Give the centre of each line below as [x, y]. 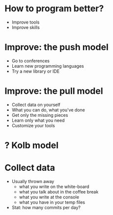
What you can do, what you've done [48, 110]
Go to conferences [30, 61]
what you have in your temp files [52, 202]
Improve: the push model [56, 47]
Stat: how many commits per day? [46, 207]
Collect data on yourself [36, 105]
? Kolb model [32, 145]
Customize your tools [33, 125]
